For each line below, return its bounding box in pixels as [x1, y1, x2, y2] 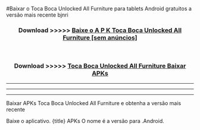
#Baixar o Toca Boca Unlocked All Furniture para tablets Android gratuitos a [6, 5, 192, 12]
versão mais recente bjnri [6, 11, 68, 18]
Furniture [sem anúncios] [62, 33, 138, 42]
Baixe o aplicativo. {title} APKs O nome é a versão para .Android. [6, 117, 165, 124]
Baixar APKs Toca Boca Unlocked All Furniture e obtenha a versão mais [6, 99, 182, 106]
